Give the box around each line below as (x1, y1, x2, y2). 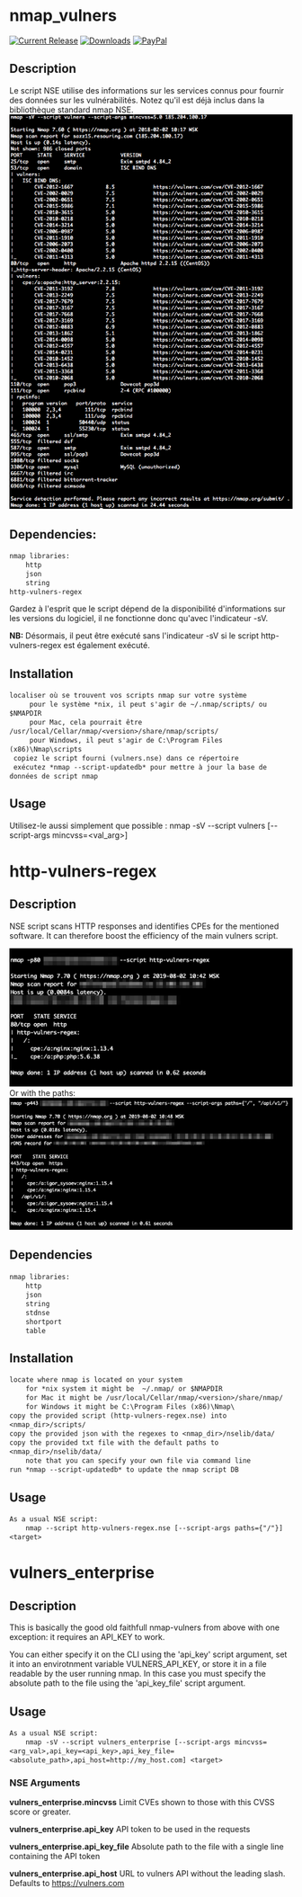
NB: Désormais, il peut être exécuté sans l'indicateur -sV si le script (9, 630, 259, 641)
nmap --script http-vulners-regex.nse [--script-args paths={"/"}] (25, 1524, 283, 1533)
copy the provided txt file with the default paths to (9, 1438, 219, 1447)
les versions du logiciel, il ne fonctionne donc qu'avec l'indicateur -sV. (9, 613, 269, 624)
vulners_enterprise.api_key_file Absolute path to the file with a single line (9, 1841, 285, 1852)
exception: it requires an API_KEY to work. (9, 1632, 165, 1643)
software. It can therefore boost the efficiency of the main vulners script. (9, 930, 279, 940)
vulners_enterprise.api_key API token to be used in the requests (9, 1824, 251, 1835)
